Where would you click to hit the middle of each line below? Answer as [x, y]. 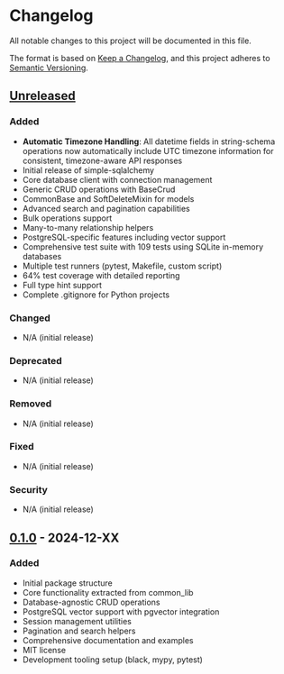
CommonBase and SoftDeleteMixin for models [108, 198]
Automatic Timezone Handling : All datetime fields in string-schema [149, 141]
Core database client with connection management [117, 179]
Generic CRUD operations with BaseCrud [99, 189]
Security [28, 489]
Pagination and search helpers [79, 631]
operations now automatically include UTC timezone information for [148, 150]
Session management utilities [77, 621]
